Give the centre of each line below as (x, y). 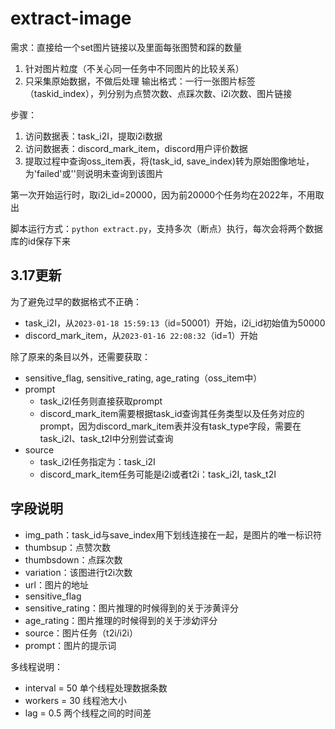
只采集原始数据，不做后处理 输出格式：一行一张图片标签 (140, 81)
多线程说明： (36, 666)
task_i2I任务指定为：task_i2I (97, 461)
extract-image (71, 18)
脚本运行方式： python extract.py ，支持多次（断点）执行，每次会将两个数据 (166, 228)
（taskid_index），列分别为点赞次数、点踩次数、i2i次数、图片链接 (158, 93)
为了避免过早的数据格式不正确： (76, 301)
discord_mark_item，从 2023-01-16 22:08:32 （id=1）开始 (141, 335)
